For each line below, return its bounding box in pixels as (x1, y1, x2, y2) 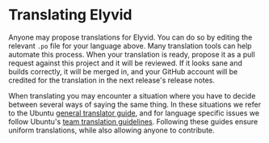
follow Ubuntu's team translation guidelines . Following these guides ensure (8, 116, 258, 126)
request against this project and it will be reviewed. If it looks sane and (8, 58, 242, 68)
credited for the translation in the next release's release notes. (8, 75, 216, 85)
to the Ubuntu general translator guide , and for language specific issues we (8, 107, 260, 118)
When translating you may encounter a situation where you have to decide (8, 90, 256, 100)
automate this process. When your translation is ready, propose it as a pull (8, 49, 256, 59)
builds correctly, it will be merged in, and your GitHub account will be (8, 66, 238, 76)
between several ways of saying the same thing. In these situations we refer (8, 99, 261, 109)
